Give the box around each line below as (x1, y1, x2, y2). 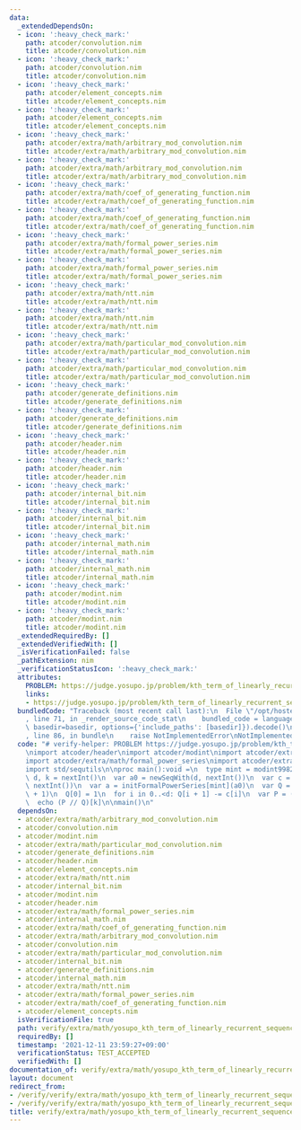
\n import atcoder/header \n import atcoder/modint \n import (25, 747, 243, 757)
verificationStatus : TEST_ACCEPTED (17, 1048, 150, 1058)
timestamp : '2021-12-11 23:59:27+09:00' (17, 1040, 170, 1049)
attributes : (17, 673, 63, 682)
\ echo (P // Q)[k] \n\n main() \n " (25, 799, 154, 808)
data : (9, 13, 30, 22)
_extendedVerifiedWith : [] (17, 640, 118, 649)
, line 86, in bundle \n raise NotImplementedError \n (25, 731, 239, 741)
